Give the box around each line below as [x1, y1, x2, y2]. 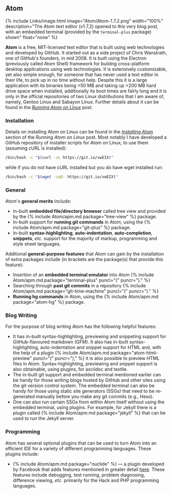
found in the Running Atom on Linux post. [5, 104, 93, 110]
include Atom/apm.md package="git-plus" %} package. [12, 225, 131, 231]
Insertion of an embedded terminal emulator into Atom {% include [12, 272, 154, 278]
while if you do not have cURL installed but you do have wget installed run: [5, 164, 163, 170]
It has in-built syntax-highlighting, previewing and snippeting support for [12, 334, 166, 340]
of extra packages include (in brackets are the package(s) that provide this [5, 257, 163, 263]
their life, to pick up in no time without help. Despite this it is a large [5, 77, 147, 83]
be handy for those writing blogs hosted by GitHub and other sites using [12, 377, 166, 383]
